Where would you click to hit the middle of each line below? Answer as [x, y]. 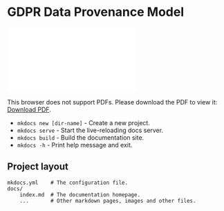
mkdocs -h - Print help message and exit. [75, 145]
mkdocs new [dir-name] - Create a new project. [83, 122]
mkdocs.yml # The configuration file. [68, 183]
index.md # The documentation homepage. [80, 194]
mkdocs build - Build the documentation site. [81, 137]
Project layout [38, 167]
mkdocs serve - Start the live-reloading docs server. [90, 130]
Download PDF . [29, 109]
